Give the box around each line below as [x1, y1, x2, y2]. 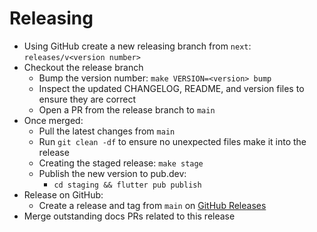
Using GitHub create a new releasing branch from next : [23, 40, 252, 52]
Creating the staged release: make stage [38, 157, 204, 169]
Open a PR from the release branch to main [38, 103, 216, 116]
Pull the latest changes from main [38, 125, 176, 137]
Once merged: [23, 114, 84, 126]
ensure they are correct [38, 93, 137, 105]
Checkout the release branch [23, 61, 144, 73]
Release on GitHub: [23, 188, 104, 201]
